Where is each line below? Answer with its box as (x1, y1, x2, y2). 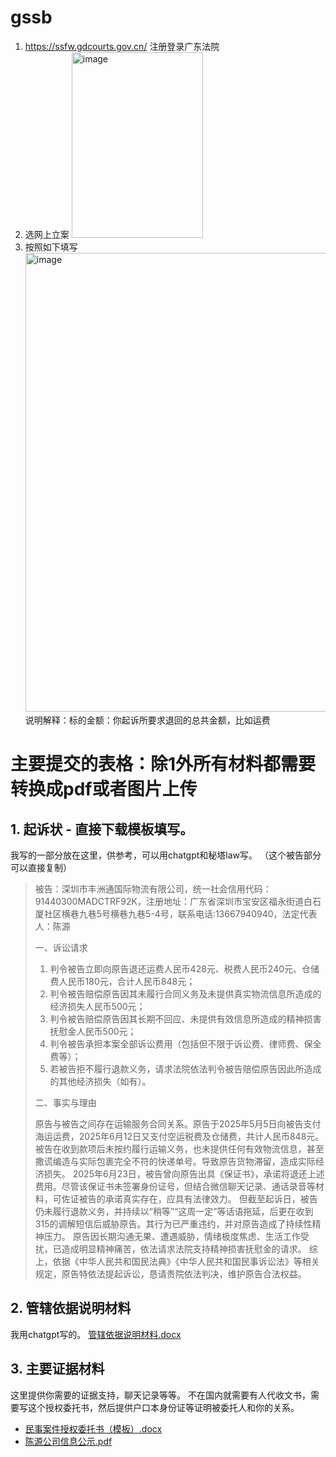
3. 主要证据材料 (10, 1361, 105, 1378)
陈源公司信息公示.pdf (24, 1435, 113, 1447)
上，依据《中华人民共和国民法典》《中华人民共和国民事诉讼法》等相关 (34, 1255, 320, 1267)
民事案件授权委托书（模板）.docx (24, 1422, 163, 1435)
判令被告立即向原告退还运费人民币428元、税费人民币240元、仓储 (49, 962, 320, 975)
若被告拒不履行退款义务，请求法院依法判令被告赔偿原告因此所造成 (49, 1062, 322, 1075)
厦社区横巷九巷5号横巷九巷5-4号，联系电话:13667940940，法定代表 (34, 907, 318, 920)
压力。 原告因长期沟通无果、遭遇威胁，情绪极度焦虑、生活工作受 (43, 1230, 310, 1242)
